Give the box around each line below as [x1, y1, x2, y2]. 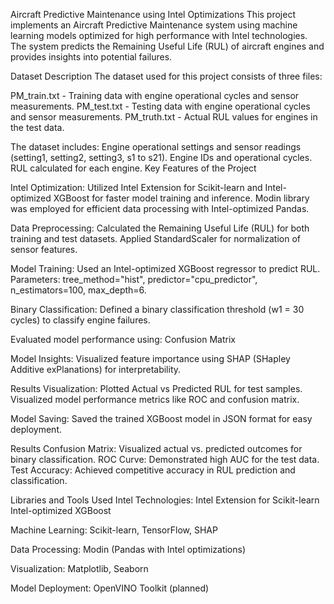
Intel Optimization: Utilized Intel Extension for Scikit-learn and [10, 182, 263, 193]
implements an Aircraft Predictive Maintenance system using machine [10, 19, 298, 31]
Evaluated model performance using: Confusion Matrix [10, 334, 236, 345]
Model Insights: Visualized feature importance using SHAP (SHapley [10, 353, 291, 364]
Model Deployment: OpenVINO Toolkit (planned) [10, 582, 210, 594]
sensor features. [10, 244, 78, 255]
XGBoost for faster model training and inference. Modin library [53, 192, 310, 204]
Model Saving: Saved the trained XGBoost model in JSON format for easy [10, 413, 313, 424]
